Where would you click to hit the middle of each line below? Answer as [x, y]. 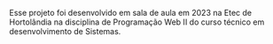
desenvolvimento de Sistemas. [65, 31]
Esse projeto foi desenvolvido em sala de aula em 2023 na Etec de [131, 13]
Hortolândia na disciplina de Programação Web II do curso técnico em [137, 22]
